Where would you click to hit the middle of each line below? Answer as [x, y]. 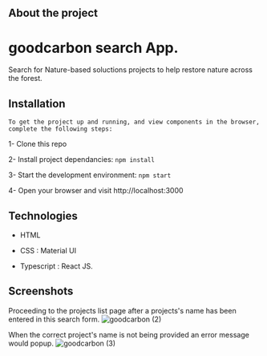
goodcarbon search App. [93, 48]
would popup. [31, 343]
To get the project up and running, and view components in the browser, [134, 122]
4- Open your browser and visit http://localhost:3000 [96, 191]
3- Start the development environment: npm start [90, 175]
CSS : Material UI [48, 250]
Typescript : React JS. [57, 266]
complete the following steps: [61, 129]
